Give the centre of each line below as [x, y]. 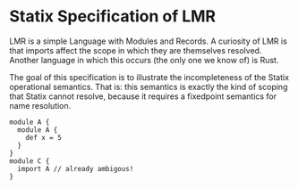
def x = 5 [44, 137]
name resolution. [40, 105]
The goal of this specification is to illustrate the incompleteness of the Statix [149, 77]
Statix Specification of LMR [113, 16]
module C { [30, 161]
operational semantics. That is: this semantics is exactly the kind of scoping [149, 86]
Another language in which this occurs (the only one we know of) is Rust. [144, 60]
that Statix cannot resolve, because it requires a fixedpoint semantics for [143, 96]
